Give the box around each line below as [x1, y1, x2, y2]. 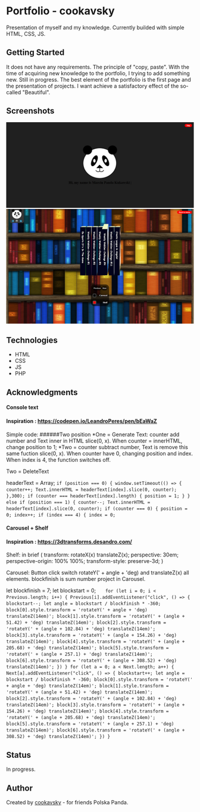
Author [6, 783, 33, 793]
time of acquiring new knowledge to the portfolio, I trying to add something [6, 70, 190, 77]
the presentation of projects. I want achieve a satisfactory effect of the [6, 82, 179, 89]
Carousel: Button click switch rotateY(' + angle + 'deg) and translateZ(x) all [6, 569, 189, 576]
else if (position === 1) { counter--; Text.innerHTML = [6, 499, 151, 505]
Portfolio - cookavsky [6, 4, 115, 18]
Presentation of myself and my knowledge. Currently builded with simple [6, 24, 185, 31]
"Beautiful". [22, 88, 51, 96]
